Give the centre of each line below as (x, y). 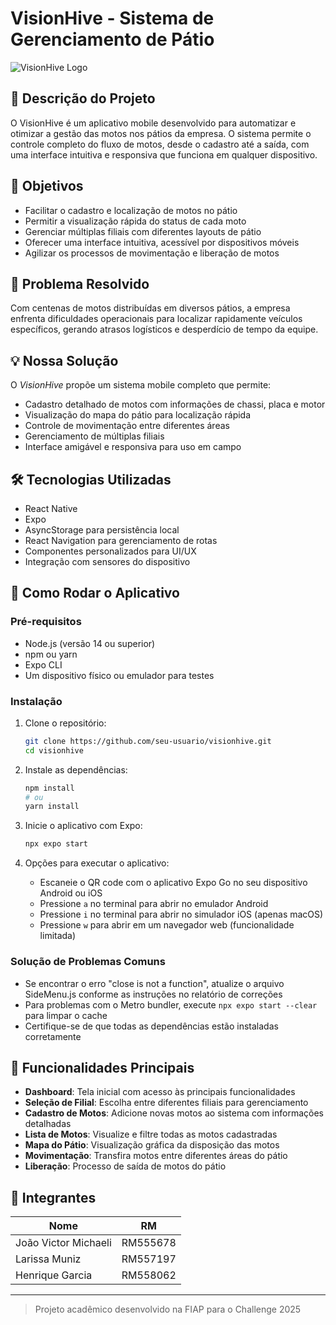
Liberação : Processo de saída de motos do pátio (125, 1166)
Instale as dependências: (76, 769)
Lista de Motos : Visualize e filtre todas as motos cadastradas (151, 1134)
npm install (49, 788)
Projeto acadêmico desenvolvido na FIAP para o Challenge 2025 (168, 1309)
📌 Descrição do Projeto (83, 98)
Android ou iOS (71, 893)
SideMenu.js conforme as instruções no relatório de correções (153, 994)
